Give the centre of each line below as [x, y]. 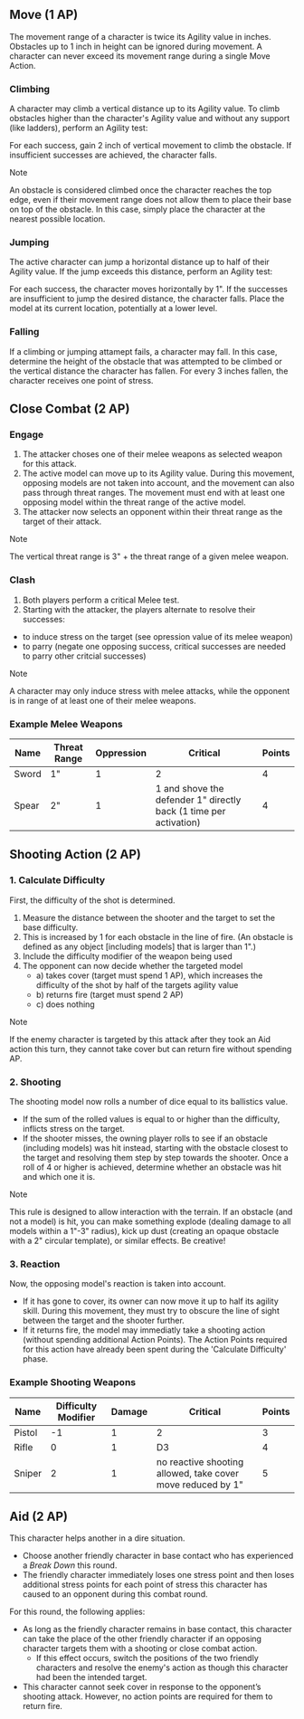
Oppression [121, 753]
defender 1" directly [198, 800]
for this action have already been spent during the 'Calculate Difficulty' [154, 1349]
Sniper [28, 1473]
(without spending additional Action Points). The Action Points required [155, 1340]
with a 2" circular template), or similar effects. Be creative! [118, 1240]
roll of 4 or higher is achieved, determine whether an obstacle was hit [152, 1167]
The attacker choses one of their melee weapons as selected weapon [152, 454]
